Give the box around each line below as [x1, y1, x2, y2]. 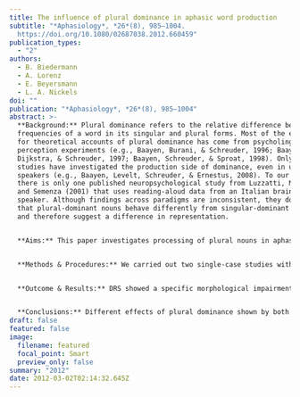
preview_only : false [17, 358, 94, 367]
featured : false [9, 325, 70, 334]
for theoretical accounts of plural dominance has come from [17, 137, 250, 146]
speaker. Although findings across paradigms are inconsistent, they [17, 195, 281, 205]
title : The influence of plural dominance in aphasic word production [9, 12, 278, 22]
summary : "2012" [9, 366, 70, 375]
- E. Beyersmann [17, 79, 78, 88]
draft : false [9, 316, 58, 326]
